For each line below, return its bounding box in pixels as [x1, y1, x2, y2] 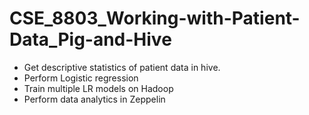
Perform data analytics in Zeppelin [23, 93, 166, 105]
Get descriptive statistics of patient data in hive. [23, 61, 221, 73]
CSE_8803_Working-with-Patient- [9, 7, 301, 30]
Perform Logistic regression [23, 72, 139, 84]
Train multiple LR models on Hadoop [23, 82, 174, 94]
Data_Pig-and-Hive [9, 28, 172, 51]
